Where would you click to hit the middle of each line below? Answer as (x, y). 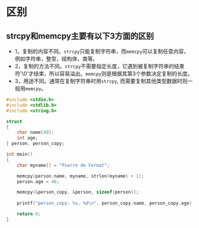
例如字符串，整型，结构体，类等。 (56, 59)
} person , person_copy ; (36, 144)
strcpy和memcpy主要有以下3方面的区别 (80, 36)
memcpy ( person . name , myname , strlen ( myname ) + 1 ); (81, 176)
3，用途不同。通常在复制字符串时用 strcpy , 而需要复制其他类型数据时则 (101, 81)
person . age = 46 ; (38, 182)
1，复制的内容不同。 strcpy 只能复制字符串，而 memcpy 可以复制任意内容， (102, 51)
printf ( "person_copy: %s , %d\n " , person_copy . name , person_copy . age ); (106, 203)
